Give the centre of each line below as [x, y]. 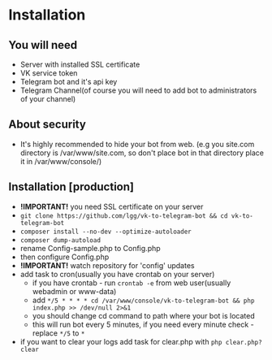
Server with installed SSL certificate [80, 64]
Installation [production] [71, 187]
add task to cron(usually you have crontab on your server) [117, 274]
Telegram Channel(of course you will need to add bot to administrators [138, 90]
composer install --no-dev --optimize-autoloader [106, 232]
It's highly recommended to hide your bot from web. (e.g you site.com [137, 144]
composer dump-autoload [60, 240]
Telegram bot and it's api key [69, 82]
